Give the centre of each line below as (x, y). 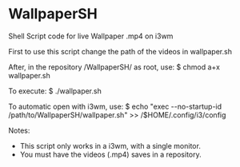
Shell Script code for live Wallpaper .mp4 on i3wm (91, 36)
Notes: (19, 130)
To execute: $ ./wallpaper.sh (55, 91)
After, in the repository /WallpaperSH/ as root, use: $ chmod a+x (114, 67)
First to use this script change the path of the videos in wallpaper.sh (120, 51)
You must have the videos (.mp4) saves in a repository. (110, 154)
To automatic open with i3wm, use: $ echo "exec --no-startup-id (115, 106)
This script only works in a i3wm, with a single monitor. (110, 145)
